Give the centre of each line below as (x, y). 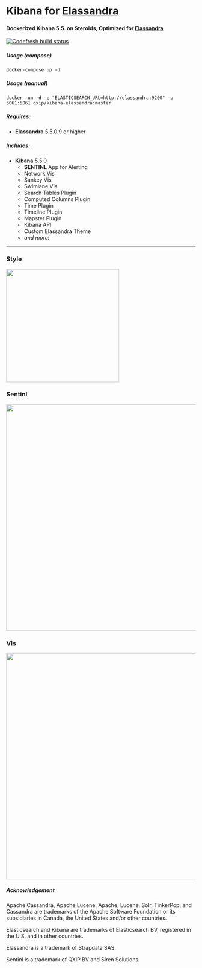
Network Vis (39, 174)
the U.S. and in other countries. (45, 936)
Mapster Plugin (43, 218)
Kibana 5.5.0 (31, 161)
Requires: (19, 116)
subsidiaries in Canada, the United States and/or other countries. (87, 918)
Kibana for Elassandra (63, 11)
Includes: (18, 145)
